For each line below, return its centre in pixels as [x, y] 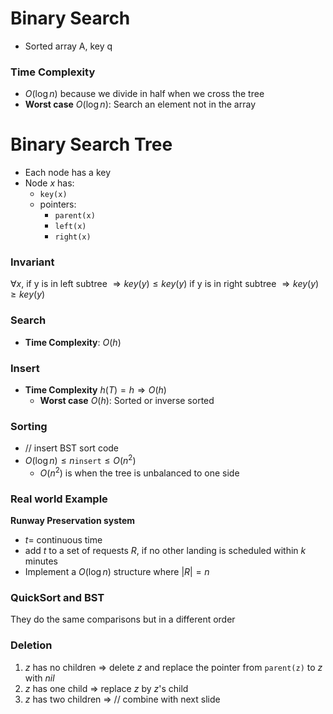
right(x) [73, 237]
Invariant [32, 262]
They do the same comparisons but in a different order [123, 619]
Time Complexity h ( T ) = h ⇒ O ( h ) [95, 390]
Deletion [31, 645]
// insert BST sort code [72, 448]
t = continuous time [63, 539]
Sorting [29, 426]
